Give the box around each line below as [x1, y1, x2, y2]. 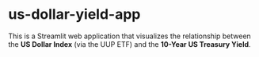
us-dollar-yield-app [8, 5, 141, 23]
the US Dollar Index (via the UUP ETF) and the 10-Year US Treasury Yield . [8, 39, 251, 48]
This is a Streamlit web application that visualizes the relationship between [8, 31, 251, 41]
